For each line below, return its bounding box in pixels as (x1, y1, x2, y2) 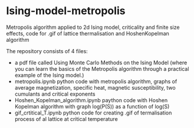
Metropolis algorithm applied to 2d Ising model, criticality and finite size (6, 24, 180, 31)
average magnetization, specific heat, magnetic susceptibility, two (14, 84, 176, 91)
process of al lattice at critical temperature (14, 115, 118, 122)
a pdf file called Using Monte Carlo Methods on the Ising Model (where (14, 59, 188, 66)
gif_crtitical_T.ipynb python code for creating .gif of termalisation (14, 109, 172, 116)
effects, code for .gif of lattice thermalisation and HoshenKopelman (6, 29, 170, 37)
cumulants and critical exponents (14, 90, 96, 97)
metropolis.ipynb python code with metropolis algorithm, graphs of (14, 78, 177, 85)
